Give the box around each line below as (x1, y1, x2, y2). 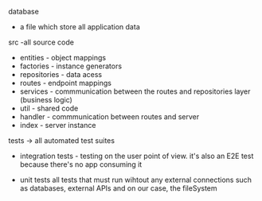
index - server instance (19, 121, 96, 129)
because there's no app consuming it (19, 160, 143, 169)
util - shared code (19, 103, 79, 113)
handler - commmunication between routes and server (19, 112, 200, 122)
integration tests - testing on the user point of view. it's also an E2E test (19, 151, 254, 160)
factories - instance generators (19, 61, 122, 71)
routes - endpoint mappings (19, 79, 111, 87)
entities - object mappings (19, 53, 106, 62)
